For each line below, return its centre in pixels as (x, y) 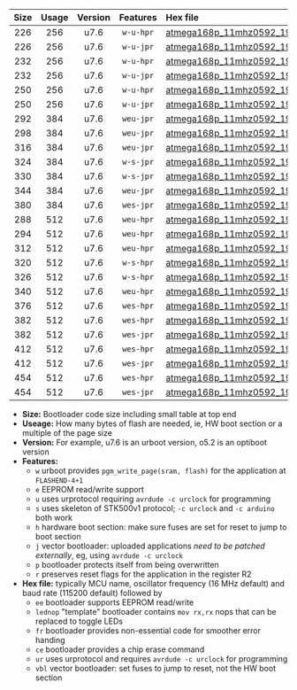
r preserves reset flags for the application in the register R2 (143, 574)
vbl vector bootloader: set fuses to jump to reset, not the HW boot (156, 668)
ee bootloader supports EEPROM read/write (114, 602)
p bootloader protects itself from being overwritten (127, 565)
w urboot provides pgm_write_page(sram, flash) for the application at (160, 470)
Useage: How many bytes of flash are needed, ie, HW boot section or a (152, 423)
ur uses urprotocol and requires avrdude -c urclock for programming (161, 659)
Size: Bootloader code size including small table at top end (129, 414)
